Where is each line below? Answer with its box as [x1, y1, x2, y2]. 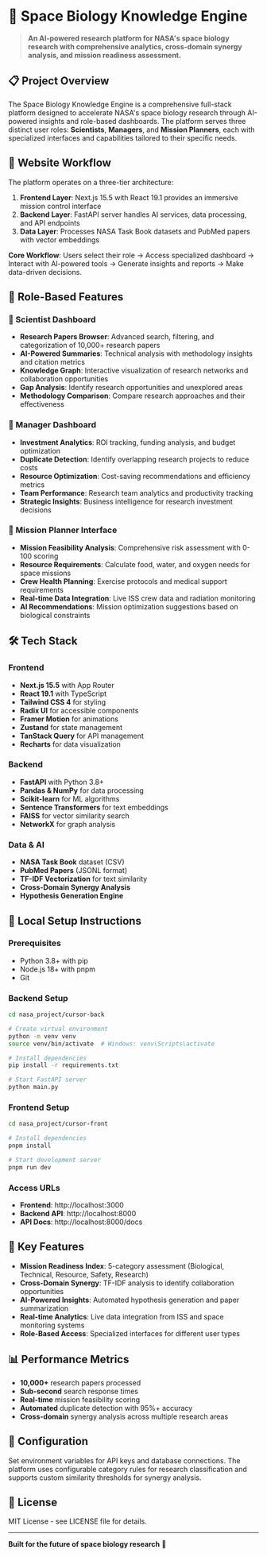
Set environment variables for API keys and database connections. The [8, 1455, 241, 1465]
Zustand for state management [19, 722, 123, 732]
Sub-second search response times [19, 1386, 139, 1396]
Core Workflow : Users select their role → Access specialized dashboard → [8, 250, 254, 260]
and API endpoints [19, 218, 81, 227]
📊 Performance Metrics [8, 1353, 130, 1366]
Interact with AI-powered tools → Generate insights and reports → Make [8, 258, 245, 269]
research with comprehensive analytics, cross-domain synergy [27, 41, 242, 51]
